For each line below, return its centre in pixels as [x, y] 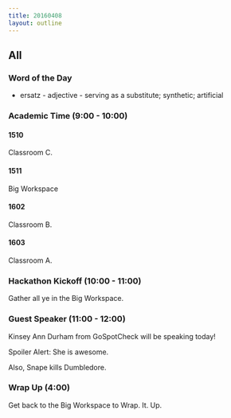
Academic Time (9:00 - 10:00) [68, 116]
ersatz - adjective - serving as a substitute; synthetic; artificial [121, 96]
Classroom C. [31, 153]
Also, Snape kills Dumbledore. [57, 367]
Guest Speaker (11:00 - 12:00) [67, 319]
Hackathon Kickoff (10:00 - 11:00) [75, 281]
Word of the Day [40, 78]
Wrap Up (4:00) [39, 388]
